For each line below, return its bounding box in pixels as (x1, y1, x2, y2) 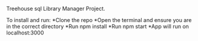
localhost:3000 (6, 29, 44, 36)
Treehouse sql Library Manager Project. (6, 5, 105, 12)
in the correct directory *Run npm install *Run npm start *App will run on (6, 23, 190, 30)
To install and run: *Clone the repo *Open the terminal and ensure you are (6, 17, 192, 23)
